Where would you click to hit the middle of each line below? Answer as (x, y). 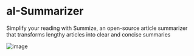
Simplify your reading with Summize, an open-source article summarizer (97, 28)
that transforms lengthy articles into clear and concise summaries (88, 34)
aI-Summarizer (45, 11)
